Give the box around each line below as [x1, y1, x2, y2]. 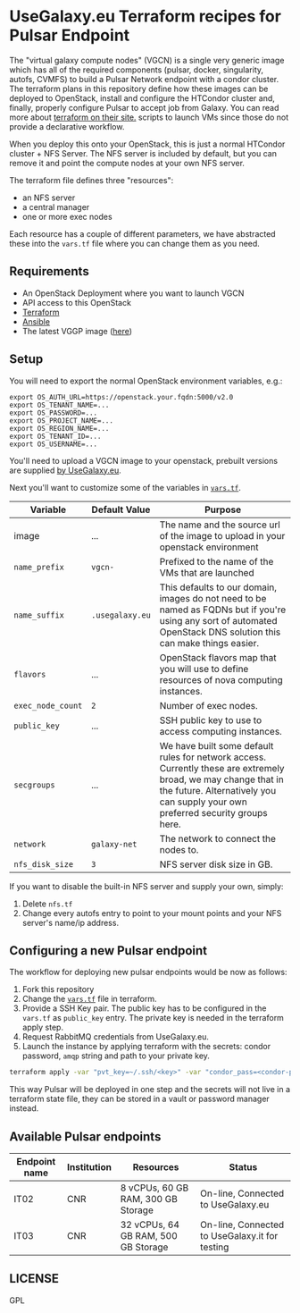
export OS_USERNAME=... [9, 440, 98, 449]
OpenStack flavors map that [159, 651, 277, 663]
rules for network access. [159, 751, 266, 763]
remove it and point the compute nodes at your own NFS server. [9, 157, 246, 168]
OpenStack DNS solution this [159, 626, 281, 638]
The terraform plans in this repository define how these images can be [9, 83, 269, 94]
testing [200, 1241, 229, 1253]
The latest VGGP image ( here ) [21, 325, 132, 336]
